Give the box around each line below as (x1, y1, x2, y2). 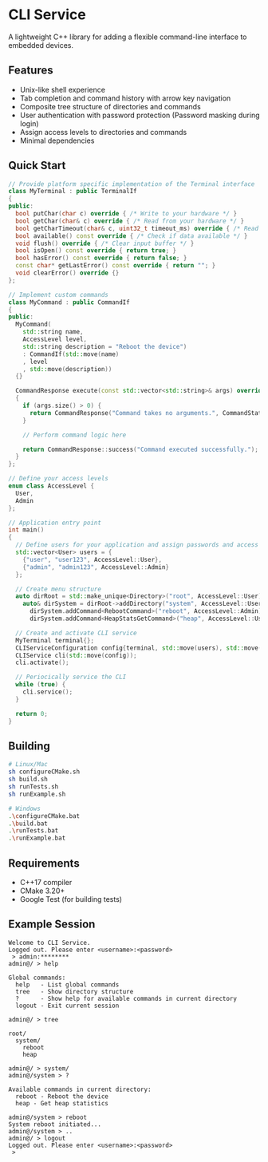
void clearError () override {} (15, 269, 120, 277)
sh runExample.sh (8, 790, 66, 798)
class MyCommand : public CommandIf (8, 298, 130, 306)
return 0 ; (15, 709, 48, 717)
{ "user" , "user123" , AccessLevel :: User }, (22, 555, 162, 563)
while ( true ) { (15, 681, 66, 689)
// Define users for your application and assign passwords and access (15, 541, 259, 549)
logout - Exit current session (15, 1002, 120, 1010)
